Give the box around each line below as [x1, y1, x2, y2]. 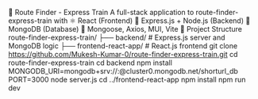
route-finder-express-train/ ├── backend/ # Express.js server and [8, 32, 225, 42]
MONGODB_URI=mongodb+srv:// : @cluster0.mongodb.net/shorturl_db [8, 67, 238, 75]
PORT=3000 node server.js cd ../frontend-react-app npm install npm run [8, 75, 246, 84]
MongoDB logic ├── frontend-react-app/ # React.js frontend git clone [8, 41, 238, 51]
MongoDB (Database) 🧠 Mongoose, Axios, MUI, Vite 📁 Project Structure [8, 25, 242, 33]
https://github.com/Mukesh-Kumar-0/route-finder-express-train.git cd [8, 50, 238, 59]
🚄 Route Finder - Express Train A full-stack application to [8, 8, 194, 17]
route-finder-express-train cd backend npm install [8, 58, 173, 67]
